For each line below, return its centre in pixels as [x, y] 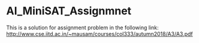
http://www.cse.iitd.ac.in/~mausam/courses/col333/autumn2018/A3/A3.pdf [99, 33]
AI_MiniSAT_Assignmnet [69, 11]
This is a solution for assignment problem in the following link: [82, 27]
